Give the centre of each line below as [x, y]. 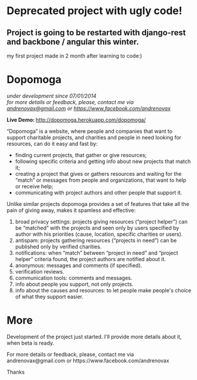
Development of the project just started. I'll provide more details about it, [94, 336]
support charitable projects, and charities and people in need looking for [94, 137]
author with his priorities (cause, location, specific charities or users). [99, 234]
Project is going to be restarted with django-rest [96, 33]
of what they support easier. [49, 296]
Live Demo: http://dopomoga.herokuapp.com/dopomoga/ [76, 119]
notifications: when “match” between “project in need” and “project [96, 253]
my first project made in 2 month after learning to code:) [74, 56]
